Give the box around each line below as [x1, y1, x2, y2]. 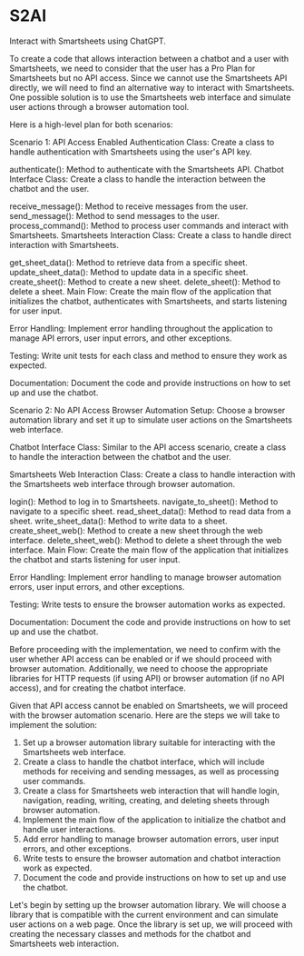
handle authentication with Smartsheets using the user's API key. [9, 146, 252, 157]
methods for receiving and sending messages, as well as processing [22, 765, 279, 777]
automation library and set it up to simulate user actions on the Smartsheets [9, 414, 293, 425]
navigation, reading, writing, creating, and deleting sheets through [22, 794, 270, 805]
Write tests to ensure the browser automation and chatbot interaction [22, 852, 281, 863]
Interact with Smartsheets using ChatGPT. [9, 35, 166, 46]
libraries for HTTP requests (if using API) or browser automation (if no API [9, 672, 285, 683]
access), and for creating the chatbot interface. [9, 682, 186, 693]
